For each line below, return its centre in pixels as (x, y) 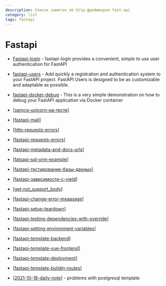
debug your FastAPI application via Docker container (68, 100)
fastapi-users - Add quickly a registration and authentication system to (87, 74)
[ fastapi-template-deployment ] (45, 258)
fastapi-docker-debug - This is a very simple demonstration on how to (86, 95)
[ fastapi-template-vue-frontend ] (46, 248)
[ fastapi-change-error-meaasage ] (48, 199)
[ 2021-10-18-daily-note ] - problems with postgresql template (76, 278)
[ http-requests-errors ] (36, 130)
